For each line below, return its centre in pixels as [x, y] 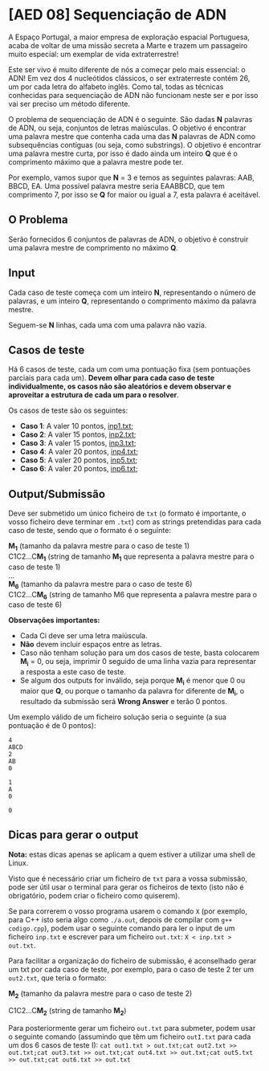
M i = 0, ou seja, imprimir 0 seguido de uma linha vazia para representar [138, 662]
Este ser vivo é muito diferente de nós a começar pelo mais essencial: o [127, 69]
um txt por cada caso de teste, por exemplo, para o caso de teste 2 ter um [131, 969]
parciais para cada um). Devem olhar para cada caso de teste [112, 378]
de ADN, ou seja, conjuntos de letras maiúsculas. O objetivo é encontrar [127, 128]
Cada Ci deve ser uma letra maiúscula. [84, 636]
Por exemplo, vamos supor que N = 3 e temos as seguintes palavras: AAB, [131, 177]
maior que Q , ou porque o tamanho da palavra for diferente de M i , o [132, 692]
